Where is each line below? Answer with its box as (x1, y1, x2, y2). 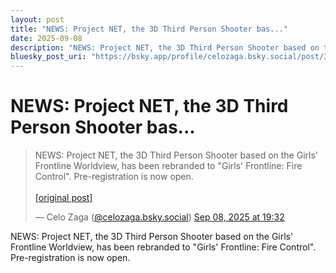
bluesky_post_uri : (10, 52, 87, 62)
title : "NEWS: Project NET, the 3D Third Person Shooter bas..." (10, 24, 288, 34)
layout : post (10, 14, 65, 25)
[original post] (34, 192, 93, 204)
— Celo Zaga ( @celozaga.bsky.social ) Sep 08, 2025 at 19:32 (34, 211, 285, 223)
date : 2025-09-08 (10, 33, 83, 43)
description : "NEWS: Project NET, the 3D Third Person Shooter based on (10, 42, 320, 53)
